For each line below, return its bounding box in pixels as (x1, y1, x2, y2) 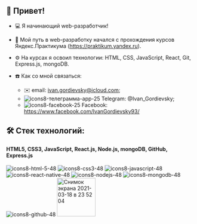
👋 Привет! (6, 6, 45, 16)
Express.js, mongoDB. (14, 60, 70, 67)
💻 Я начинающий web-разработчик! (14, 22, 109, 29)
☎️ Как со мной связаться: (14, 72, 82, 79)
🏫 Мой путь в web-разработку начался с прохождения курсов (14, 36, 175, 43)
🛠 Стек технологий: (6, 126, 85, 136)
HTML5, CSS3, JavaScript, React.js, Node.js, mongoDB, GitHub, (6, 145, 168, 152)
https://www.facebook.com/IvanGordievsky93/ (23, 108, 140, 115)
